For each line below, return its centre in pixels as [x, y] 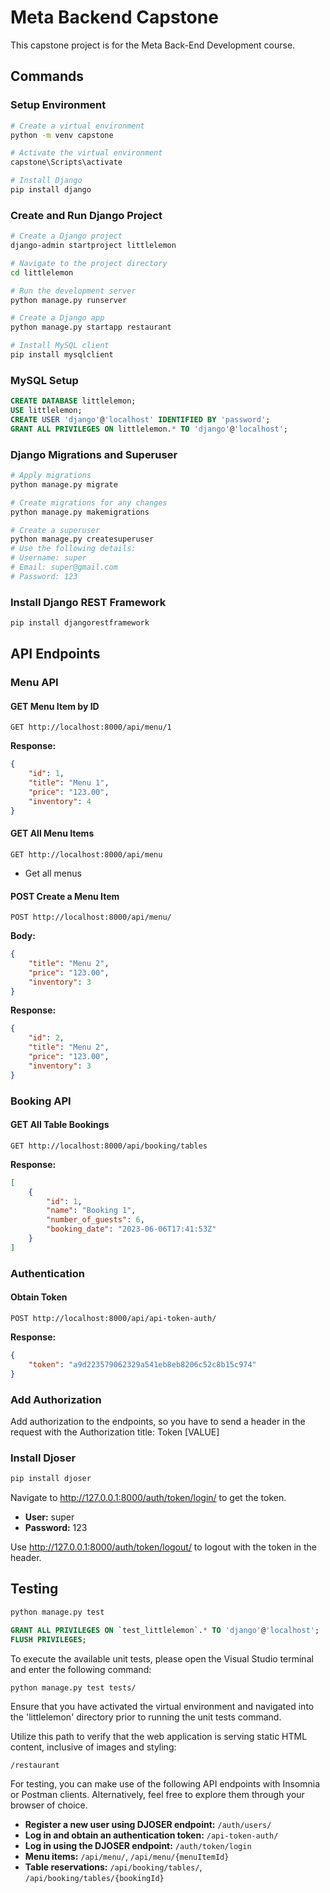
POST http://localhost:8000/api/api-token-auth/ [113, 1318]
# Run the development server [73, 291]
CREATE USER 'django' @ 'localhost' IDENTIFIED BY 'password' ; [140, 419]
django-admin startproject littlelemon [93, 246]
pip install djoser [51, 1479]
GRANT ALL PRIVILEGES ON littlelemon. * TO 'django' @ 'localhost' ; [149, 429]
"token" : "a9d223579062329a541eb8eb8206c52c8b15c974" [142, 1364]
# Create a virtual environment [77, 126]
